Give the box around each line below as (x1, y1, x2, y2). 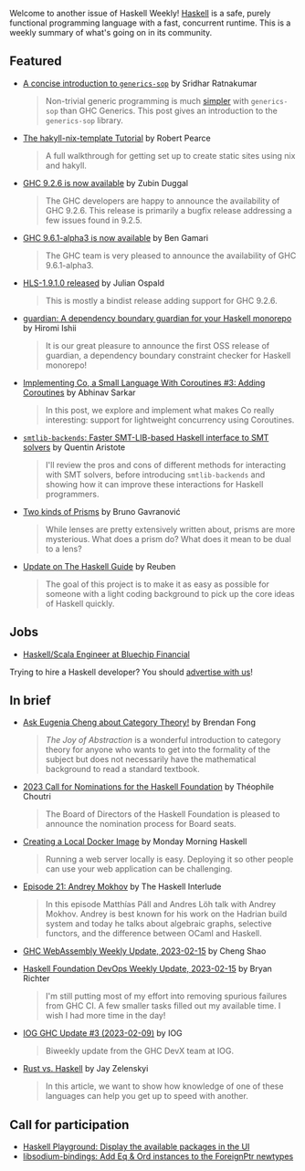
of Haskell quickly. (45, 598, 115, 609)
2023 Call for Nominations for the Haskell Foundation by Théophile (22, 781, 274, 792)
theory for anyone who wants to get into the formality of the (45, 744, 271, 756)
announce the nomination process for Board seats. (45, 819, 237, 830)
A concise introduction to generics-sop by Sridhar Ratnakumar (22, 78, 258, 89)
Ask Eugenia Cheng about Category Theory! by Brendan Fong (22, 716, 256, 728)
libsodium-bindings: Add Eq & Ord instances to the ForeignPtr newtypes (22, 1151, 294, 1162)
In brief (9, 693, 52, 708)
